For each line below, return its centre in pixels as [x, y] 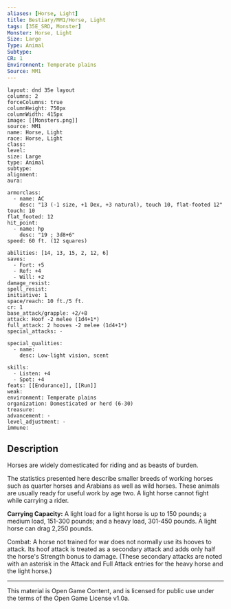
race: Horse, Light [35, 138]
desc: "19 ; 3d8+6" [47, 235]
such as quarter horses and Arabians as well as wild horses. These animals [113, 486]
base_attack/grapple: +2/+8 [47, 313]
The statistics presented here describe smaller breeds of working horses [110, 479]
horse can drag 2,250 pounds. [50, 528]
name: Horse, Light [35, 132]
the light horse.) [30, 571]
